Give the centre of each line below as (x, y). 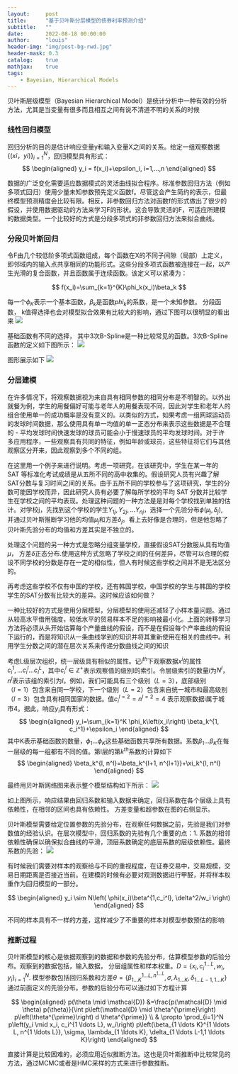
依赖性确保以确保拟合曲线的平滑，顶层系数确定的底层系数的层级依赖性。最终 (119, 841)
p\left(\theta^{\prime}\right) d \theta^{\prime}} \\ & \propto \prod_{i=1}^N (119, 1017)
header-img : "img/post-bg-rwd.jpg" (60, 47)
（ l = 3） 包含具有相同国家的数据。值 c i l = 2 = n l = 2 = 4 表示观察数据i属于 (113, 699)
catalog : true (33, 60)
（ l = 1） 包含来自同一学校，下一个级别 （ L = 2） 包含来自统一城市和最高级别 (118, 689)
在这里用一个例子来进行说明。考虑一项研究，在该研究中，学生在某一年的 (113, 465)
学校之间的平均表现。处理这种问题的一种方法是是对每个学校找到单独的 (122, 500)
